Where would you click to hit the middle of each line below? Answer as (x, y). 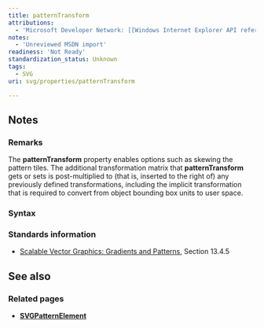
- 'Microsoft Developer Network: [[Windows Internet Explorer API (126, 30)
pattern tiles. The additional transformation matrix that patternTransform (126, 168)
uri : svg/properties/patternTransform (71, 81)
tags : (17, 67)
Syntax (22, 213)
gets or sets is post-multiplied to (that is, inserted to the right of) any (119, 176)
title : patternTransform (49, 15)
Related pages (36, 298)
